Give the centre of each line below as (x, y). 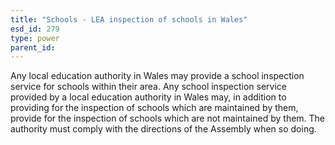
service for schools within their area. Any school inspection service (149, 87)
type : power (35, 38)
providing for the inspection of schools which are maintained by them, (154, 108)
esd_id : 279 (35, 29)
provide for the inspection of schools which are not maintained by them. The (168, 118)
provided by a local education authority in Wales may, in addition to (148, 97)
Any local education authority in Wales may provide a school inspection (157, 76)
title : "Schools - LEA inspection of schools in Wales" (129, 19)
